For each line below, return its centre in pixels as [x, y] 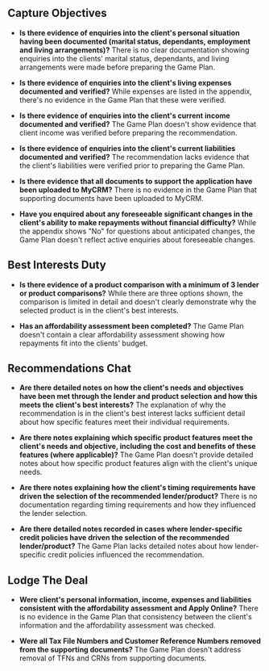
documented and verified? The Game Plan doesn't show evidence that [138, 124]
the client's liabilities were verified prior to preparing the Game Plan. [132, 166]
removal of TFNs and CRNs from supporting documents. [113, 658]
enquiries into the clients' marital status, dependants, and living [124, 58]
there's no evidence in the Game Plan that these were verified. [122, 99]
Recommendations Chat [70, 369]
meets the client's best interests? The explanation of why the [122, 405]
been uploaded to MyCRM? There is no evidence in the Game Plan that [138, 190]
